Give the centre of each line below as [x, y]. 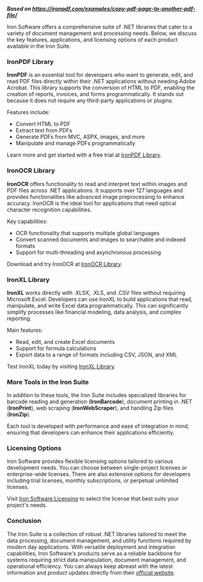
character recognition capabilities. [50, 209]
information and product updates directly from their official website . [91, 572]
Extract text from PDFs [44, 131]
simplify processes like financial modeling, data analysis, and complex [94, 312]
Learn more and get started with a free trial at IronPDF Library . [84, 155]
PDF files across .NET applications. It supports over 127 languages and [95, 190]
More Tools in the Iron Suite [48, 382]
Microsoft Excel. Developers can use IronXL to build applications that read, [100, 299]
